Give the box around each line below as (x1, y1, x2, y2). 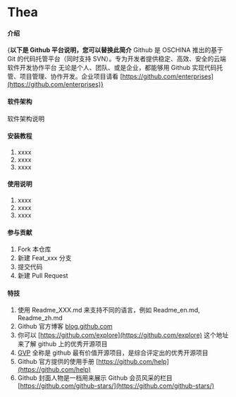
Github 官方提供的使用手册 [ (17, 358, 99, 366)
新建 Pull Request (17, 271, 68, 280)
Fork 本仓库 (17, 245, 51, 254)
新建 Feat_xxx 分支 (17, 254, 72, 262)
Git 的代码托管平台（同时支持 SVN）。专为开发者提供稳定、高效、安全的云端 (7, 54, 227, 63)
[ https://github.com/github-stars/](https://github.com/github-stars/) (17, 381, 215, 390)
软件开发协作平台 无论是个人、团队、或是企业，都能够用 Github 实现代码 (7, 63, 217, 72)
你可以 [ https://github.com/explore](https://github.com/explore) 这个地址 (17, 331, 229, 339)
